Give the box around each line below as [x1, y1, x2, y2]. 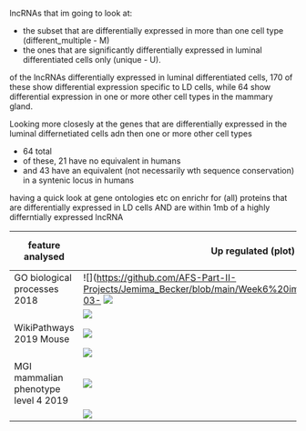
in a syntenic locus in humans [22, 175, 135, 185]
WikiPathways [14, 322, 75, 334]
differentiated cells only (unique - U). [22, 55, 161, 65]
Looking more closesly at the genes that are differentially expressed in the [9, 118, 288, 129]
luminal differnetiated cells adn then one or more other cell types [9, 128, 252, 139]
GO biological [14, 272, 73, 284]
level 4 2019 [14, 395, 69, 406]
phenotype [14, 383, 61, 395]
